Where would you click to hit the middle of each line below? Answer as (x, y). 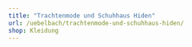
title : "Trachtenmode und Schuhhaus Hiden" (82, 16)
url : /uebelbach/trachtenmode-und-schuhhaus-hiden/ (96, 23)
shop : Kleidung (34, 30)
